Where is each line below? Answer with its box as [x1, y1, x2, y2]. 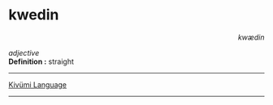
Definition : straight [8, 57, 75, 66]
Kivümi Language [8, 79, 67, 90]
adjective [8, 48, 40, 57]
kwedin [8, 6, 59, 24]
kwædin [237, 32, 265, 42]
